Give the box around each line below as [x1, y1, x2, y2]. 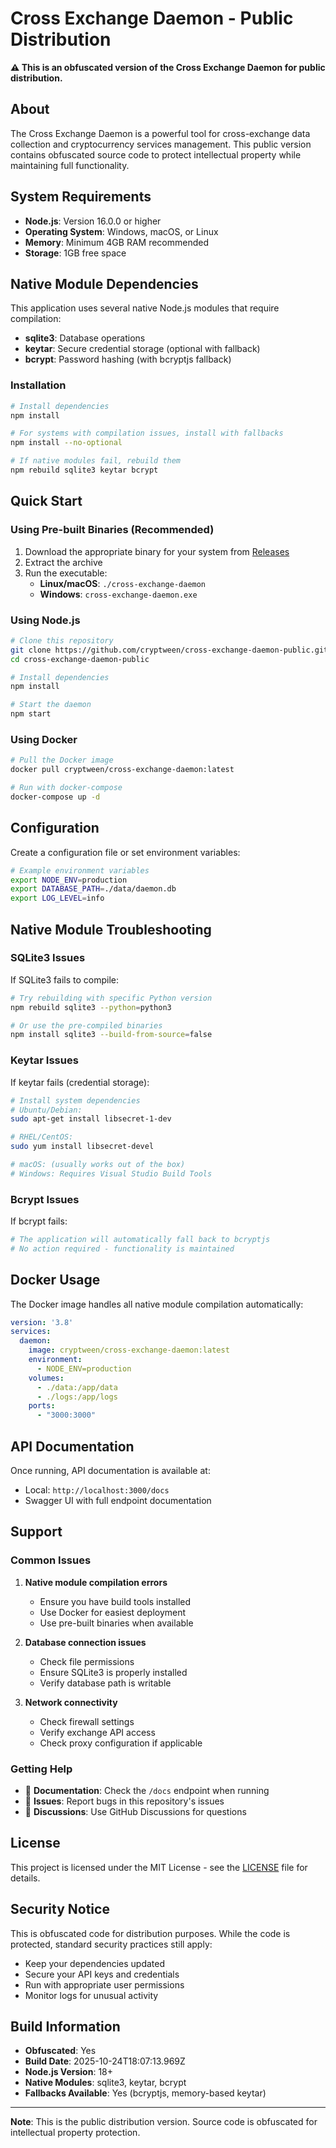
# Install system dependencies [10, 1095, 141, 1106]
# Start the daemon [10, 700, 92, 710]
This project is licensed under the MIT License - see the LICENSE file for [10, 1861, 308, 1873]
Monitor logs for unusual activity [24, 1989, 159, 2001]
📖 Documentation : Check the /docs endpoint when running [24, 1785, 270, 1797]
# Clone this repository [10, 635, 114, 646]
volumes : [28, 1373, 65, 1383]
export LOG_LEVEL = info [10, 893, 105, 904]
